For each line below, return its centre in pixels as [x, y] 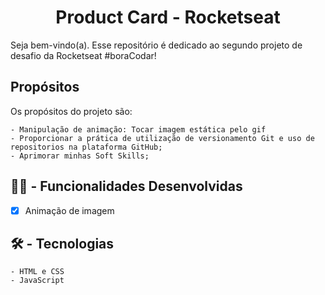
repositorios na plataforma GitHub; [86, 147]
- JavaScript [37, 281]
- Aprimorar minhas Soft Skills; [80, 156]
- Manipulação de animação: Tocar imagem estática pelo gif [138, 129]
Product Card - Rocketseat [168, 17]
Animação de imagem [69, 210]
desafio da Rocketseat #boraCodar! [83, 55]
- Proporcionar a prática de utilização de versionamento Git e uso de [162, 138]
